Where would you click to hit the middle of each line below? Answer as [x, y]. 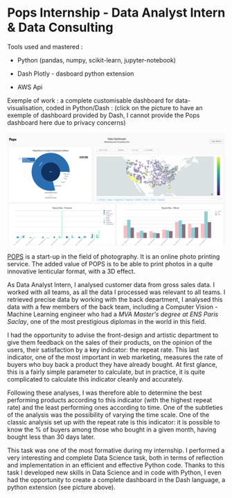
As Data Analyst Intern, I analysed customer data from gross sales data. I [111, 285]
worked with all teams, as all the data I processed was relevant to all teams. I [116, 292]
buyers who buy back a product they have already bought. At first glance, [112, 365]
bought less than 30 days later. [51, 437]
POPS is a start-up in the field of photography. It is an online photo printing [114, 257]
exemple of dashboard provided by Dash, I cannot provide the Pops [104, 115]
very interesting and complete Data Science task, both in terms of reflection [115, 458]
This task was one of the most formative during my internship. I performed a [116, 450]
